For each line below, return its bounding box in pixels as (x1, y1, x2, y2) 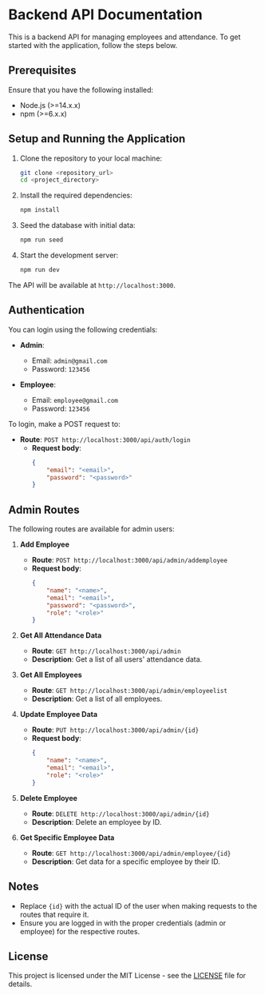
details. (8, 979, 33, 989)
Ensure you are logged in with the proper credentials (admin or (19, 917, 227, 928)
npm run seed (19, 236, 64, 245)
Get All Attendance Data (19, 631, 102, 640)
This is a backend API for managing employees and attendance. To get (8, 32, 241, 42)
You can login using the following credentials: (8, 324, 158, 334)
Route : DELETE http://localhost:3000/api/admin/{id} (31, 809, 210, 818)
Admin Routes (8, 503, 80, 516)
